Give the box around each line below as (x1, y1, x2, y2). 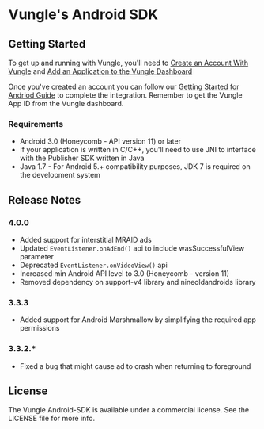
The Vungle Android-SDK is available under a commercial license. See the (8, 405, 250, 415)
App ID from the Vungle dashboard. (8, 99, 124, 108)
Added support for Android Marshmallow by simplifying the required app (19, 315, 257, 324)
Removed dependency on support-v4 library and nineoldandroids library (19, 277, 256, 286)
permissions (19, 324, 60, 333)
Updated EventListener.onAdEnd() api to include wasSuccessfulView (19, 243, 245, 253)
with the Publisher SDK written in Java (19, 153, 145, 163)
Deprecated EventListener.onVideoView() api (19, 260, 168, 270)
